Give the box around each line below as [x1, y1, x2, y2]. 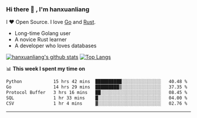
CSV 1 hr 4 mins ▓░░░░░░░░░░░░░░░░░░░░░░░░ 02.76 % [6, 100, 188, 106]
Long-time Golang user [14, 30, 71, 37]
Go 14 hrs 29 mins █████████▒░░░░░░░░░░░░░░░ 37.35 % [6, 84, 188, 90]
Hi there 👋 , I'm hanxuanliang [6, 5, 90, 13]
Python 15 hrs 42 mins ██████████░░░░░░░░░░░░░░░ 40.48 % [6, 79, 188, 85]
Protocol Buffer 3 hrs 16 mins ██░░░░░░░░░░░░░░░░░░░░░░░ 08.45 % [6, 90, 188, 96]
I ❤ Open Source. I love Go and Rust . [6, 19, 96, 26]
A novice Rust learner [14, 36, 67, 43]
